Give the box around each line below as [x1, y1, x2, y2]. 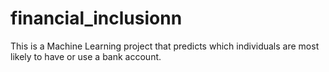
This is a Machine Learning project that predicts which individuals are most [10, 40, 320, 52]
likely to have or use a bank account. [10, 50, 162, 62]
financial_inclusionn [10, 7, 183, 30]
